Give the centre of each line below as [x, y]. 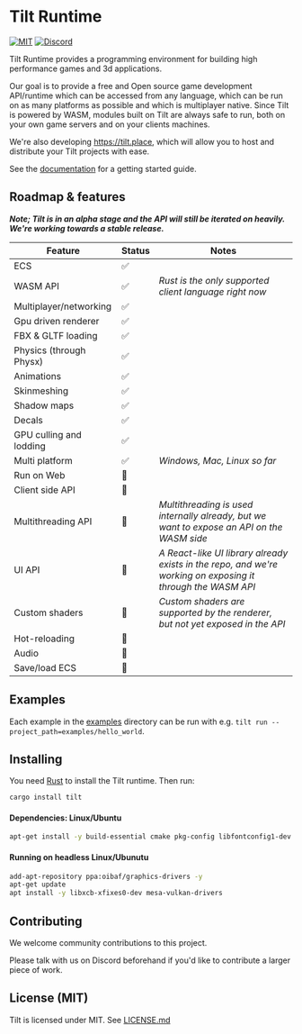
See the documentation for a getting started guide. [103, 168]
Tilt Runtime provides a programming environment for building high [133, 59]
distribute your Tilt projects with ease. [80, 151]
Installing [36, 759]
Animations [37, 376]
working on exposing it [207, 576]
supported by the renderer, [215, 612]
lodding [30, 446]
